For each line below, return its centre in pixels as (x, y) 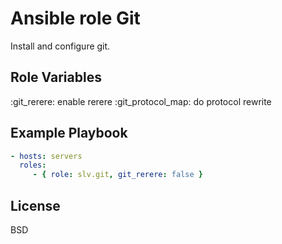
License (35, 205)
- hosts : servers (46, 156)
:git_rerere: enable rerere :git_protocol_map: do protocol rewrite (141, 101)
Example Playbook (69, 133)
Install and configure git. (60, 46)
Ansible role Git (75, 18)
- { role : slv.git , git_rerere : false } (117, 175)
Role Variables (56, 77)
